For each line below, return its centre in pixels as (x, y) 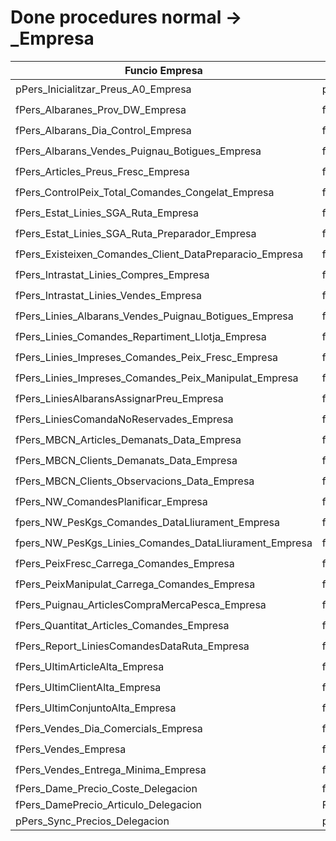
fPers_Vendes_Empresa (71, 749)
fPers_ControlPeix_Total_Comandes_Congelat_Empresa (145, 193)
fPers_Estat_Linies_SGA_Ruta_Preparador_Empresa (136, 234)
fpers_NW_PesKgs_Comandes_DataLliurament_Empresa (147, 523)
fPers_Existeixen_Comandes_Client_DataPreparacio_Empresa (159, 254)
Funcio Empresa (163, 70)
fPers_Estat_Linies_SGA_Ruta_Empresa (107, 213)
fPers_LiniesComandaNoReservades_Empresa (124, 419)
